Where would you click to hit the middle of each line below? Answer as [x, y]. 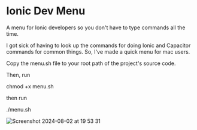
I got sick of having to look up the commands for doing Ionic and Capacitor [99, 45]
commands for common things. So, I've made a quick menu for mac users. [98, 51]
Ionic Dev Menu [46, 11]
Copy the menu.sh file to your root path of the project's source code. [91, 63]
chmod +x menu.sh [30, 86]
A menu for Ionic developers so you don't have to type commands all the [96, 27]
